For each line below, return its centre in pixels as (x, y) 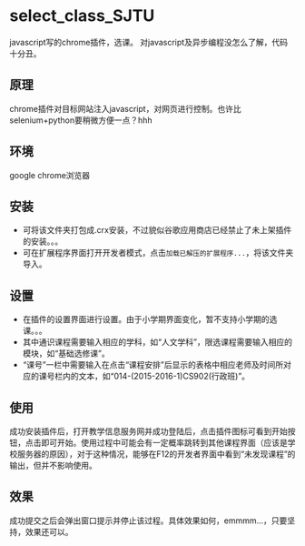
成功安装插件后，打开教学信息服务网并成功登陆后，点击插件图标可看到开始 (148, 431)
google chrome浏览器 (50, 175)
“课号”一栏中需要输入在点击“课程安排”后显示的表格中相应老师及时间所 (153, 365)
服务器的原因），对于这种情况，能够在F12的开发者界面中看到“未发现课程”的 (156, 454)
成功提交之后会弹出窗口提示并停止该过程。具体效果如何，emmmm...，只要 (148, 521)
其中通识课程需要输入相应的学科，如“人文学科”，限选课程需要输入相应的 (157, 342)
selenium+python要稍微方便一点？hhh (81, 120)
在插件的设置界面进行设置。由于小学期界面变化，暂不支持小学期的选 (150, 319)
